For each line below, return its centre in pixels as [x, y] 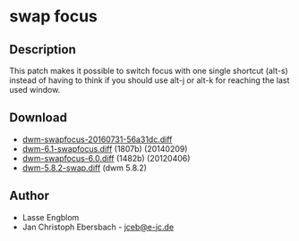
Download [38, 118]
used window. [35, 90]
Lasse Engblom [51, 217]
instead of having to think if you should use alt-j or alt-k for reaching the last [149, 80]
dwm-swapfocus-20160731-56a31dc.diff [97, 139]
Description [43, 50]
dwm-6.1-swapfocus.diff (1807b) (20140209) [105, 148]
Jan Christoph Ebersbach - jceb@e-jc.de [98, 227]
